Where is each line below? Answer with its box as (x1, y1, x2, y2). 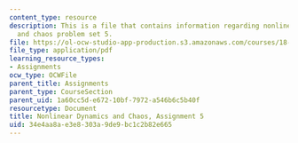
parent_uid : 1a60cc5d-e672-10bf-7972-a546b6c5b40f (9, 95, 200, 105)
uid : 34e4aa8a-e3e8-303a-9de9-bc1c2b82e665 (9, 121, 173, 130)
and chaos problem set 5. (17, 29, 114, 38)
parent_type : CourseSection (9, 87, 114, 96)
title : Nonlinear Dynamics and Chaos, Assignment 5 (9, 112, 204, 121)
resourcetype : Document (9, 104, 98, 113)
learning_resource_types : (9, 54, 105, 63)
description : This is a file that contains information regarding (9, 21, 260, 30)
